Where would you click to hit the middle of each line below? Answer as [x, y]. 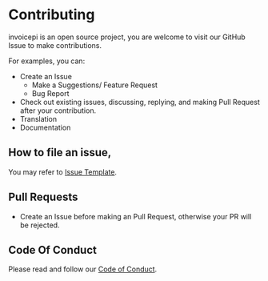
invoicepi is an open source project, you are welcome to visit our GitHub [127, 37]
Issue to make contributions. [55, 45]
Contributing [52, 15]
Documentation [45, 127]
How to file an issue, [60, 153]
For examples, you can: [47, 61]
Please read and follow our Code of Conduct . [83, 269]
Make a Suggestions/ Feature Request [95, 85]
